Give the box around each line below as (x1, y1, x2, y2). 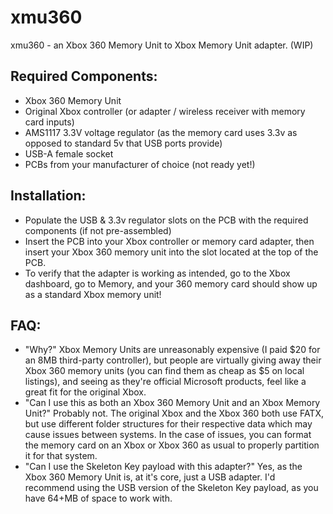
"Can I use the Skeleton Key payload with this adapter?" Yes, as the (24, 461, 303, 473)
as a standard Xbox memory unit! (24, 288, 162, 300)
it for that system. (24, 450, 98, 462)
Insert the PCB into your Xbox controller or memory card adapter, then (24, 235, 315, 247)
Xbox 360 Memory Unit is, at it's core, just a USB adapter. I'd (24, 471, 276, 483)
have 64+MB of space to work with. (24, 492, 173, 505)
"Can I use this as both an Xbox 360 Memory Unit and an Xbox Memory (24, 397, 321, 409)
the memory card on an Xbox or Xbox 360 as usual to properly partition (24, 439, 320, 451)
